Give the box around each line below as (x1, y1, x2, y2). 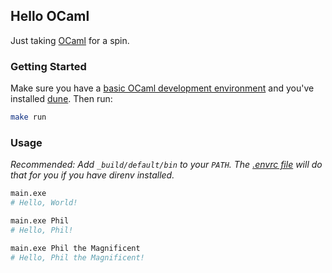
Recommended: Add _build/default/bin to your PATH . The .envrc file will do (10, 159, 323, 171)
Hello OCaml (10, 8, 90, 25)
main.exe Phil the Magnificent (10, 243, 141, 253)
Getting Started (10, 59, 87, 73)
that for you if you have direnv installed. (10, 169, 175, 181)
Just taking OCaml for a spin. (10, 34, 130, 46)
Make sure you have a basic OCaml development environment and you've (10, 82, 315, 94)
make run (10, 112, 47, 123)
